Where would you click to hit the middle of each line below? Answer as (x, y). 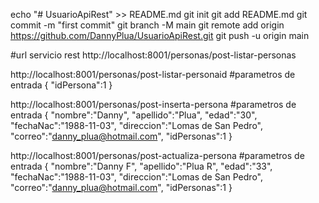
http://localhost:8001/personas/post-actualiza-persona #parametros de (157, 155)
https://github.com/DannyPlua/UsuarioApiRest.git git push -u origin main (160, 35)
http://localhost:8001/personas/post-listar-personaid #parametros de (153, 74)
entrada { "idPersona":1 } (61, 85)
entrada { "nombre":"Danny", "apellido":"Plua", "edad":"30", (134, 115)
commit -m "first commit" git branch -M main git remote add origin (147, 25)
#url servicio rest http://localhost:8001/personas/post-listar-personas (153, 55)
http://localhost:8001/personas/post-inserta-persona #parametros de (153, 104)
